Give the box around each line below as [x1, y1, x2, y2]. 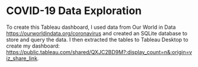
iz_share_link [6, 55, 37, 62]
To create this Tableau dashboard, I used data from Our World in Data [6, 24, 176, 31]
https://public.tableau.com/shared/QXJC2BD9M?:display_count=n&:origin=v [6, 48, 193, 55]
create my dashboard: [6, 42, 60, 49]
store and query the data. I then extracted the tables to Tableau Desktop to [6, 36, 189, 43]
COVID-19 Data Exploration [6, 4, 142, 18]
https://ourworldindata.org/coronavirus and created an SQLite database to [6, 29, 188, 36]
